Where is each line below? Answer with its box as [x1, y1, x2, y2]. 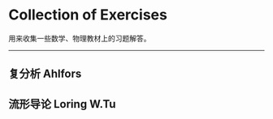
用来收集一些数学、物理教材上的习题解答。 [8, 33, 151, 43]
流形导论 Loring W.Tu [8, 97, 116, 111]
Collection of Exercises [8, 6, 168, 24]
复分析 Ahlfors [8, 67, 82, 81]
